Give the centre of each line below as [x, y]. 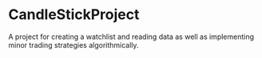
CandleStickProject [74, 15]
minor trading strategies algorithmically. [73, 44]
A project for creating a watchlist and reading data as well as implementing [131, 37]
